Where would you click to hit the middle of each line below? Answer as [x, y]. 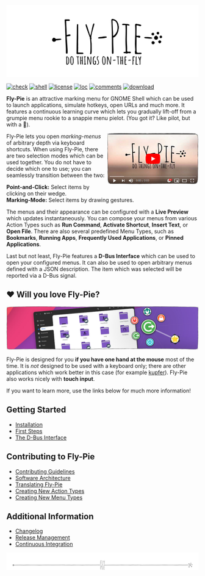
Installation [29, 424]
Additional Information [50, 517]
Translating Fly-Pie [39, 484]
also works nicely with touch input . [51, 379]
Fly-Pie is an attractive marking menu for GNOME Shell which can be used [100, 99]
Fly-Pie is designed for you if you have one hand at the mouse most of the [100, 359]
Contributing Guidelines [45, 471]
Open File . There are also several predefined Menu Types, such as [90, 231]
